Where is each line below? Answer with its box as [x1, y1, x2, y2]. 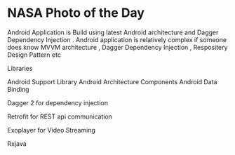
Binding [7, 85, 29, 93]
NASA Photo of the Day [7, 5, 145, 21]
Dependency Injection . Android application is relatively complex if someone [7, 35, 227, 43]
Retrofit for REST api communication [7, 112, 113, 121]
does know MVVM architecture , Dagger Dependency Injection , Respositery [7, 43, 228, 51]
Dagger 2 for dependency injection [7, 98, 109, 107]
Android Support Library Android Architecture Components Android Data [7, 77, 217, 86]
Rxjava [7, 139, 27, 148]
